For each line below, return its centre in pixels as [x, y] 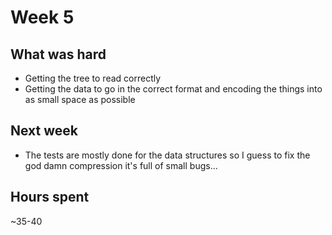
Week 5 [42, 17]
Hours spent [50, 197]
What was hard [58, 54]
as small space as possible [80, 99]
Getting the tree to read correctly [93, 78]
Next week [44, 131]
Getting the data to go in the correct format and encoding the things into [173, 89]
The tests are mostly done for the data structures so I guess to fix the [167, 155]
